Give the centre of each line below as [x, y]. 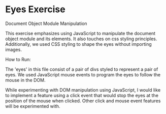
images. [13, 49]
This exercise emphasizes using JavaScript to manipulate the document [80, 33]
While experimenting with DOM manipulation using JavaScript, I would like [83, 90]
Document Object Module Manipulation [46, 23]
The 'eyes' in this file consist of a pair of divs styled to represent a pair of [82, 69]
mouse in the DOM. [25, 80]
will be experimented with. [33, 106]
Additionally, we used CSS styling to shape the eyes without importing [79, 44]
